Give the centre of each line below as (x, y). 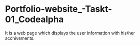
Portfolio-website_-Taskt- (59, 9)
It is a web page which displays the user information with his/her (70, 33)
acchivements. (20, 38)
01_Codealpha (35, 19)
